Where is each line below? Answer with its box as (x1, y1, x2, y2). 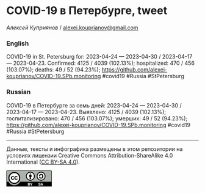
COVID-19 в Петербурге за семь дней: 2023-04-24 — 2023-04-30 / (6, 101, 182, 109)
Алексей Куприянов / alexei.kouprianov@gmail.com (6, 24, 138, 31)
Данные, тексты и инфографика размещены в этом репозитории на (6, 145, 183, 153)
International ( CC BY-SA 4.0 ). (6, 158, 81, 166)
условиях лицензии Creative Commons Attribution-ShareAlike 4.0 (6, 151, 173, 159)
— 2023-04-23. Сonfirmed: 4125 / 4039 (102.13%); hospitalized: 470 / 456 (6, 59, 195, 67)
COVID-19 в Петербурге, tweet (6, 4, 168, 18)
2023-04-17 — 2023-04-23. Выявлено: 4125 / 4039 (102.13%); (6, 108, 167, 115)
